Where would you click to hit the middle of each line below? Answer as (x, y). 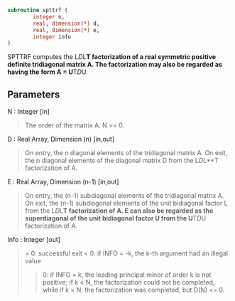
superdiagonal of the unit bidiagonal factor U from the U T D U (115, 218)
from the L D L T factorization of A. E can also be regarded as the (119, 211)
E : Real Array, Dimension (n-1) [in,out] (63, 182)
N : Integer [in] (28, 112)
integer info (52, 37)
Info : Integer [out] (34, 240)
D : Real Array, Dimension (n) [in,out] (61, 139)
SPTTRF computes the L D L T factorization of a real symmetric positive (112, 57)
